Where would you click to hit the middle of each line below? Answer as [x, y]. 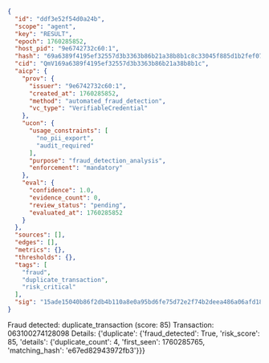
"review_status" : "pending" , [77, 205]
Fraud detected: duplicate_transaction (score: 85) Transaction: [111, 325]
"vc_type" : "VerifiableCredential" [88, 108]
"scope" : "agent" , [46, 26]
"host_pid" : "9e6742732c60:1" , [67, 49]
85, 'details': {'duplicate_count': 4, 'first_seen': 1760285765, [106, 341]
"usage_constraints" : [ [69, 131]
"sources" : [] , [40, 235]
